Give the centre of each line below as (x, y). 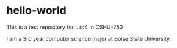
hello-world (37, 10)
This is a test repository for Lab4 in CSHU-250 (65, 27)
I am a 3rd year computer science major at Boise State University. (89, 38)
